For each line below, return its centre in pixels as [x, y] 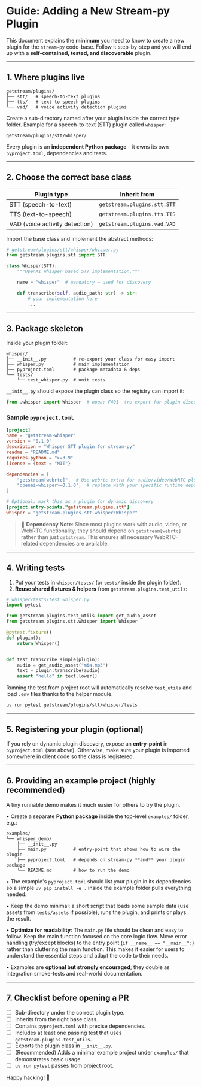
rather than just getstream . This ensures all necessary [87, 537]
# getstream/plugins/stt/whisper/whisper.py [63, 250]
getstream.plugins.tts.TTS [137, 214]
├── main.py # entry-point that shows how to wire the [99, 849]
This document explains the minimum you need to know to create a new [95, 40]
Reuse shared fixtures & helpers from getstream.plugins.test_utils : [101, 589]
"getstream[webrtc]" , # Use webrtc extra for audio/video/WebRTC [101, 480]
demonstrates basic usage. [48, 1059]
